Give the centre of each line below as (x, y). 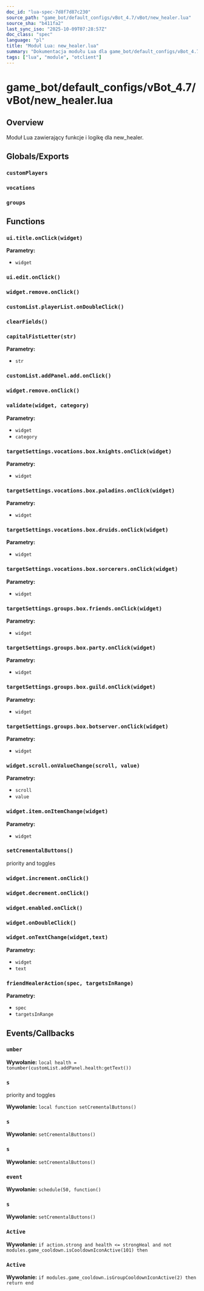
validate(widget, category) (48, 406)
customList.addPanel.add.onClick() (59, 376)
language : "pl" (25, 40)
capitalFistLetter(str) (42, 337)
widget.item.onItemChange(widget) (57, 811)
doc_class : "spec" (29, 35)
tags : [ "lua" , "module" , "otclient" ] (54, 57)
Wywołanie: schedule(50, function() (54, 1189)
